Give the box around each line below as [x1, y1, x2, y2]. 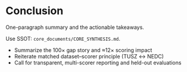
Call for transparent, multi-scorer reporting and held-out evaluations [14, 59, 182, 66]
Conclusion [5, 4, 64, 18]
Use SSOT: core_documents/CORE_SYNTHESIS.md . [5, 35, 120, 42]
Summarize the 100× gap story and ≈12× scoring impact [14, 46, 152, 54]
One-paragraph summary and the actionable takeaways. [5, 24, 144, 31]
